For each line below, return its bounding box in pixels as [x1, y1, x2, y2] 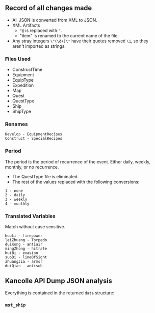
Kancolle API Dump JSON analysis [5, 277, 112, 285]
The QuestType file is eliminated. [12, 173, 79, 179]
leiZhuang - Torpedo [5, 238, 48, 243]
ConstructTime [12, 66, 43, 73]
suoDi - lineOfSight [5, 255, 48, 260]
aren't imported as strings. [12, 43, 66, 49]
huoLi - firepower [5, 233, 43, 238]
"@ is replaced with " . [19, 27, 62, 33]
